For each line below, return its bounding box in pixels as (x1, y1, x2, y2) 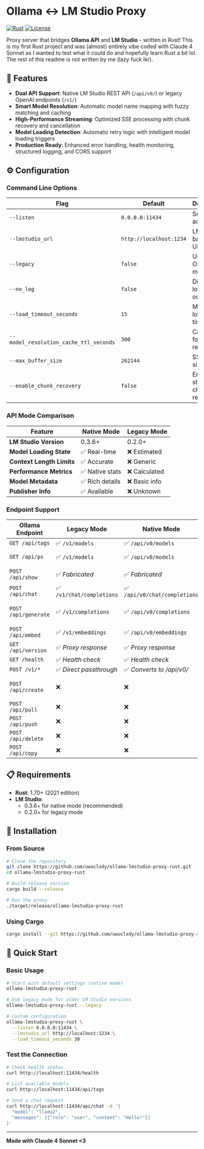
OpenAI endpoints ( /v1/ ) (15, 96, 77, 103)
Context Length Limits (9, 457, 75, 465)
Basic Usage (6, 966, 44, 975)
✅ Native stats (81, 467, 121, 476)
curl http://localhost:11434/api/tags (6, 1086, 104, 1093)
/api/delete (9, 735, 44, 743)
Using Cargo (6, 917, 44, 925)
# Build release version (6, 880, 69, 887)
